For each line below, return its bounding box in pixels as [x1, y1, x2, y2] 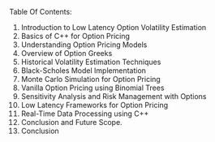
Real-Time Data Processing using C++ [20, 109, 149, 118]
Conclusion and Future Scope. [20, 118, 123, 127]
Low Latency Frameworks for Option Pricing [20, 101, 169, 110]
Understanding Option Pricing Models [20, 40, 148, 49]
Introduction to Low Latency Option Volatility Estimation [20, 23, 207, 32]
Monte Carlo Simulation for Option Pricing [20, 75, 161, 84]
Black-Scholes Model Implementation [20, 66, 147, 75]
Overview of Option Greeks [20, 49, 113, 58]
